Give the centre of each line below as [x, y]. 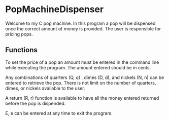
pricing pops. [19, 34]
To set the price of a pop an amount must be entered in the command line [82, 62]
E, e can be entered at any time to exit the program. [59, 113]
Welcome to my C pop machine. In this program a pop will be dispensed [80, 23]
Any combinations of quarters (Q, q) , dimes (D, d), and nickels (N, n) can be [85, 77]
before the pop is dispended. [36, 103]
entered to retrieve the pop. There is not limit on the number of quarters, [81, 83]
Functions [22, 50]
